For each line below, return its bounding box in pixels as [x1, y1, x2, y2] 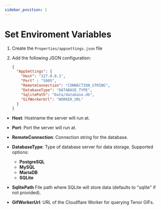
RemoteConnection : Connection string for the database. [11, 134, 128, 140]
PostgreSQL [19, 159, 45, 165]
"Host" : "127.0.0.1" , [21, 74, 66, 79]
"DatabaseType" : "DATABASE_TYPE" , [21, 88, 92, 93]
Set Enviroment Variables [4, 28, 112, 40]
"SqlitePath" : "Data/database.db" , [21, 92, 95, 97]
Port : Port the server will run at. [11, 125, 77, 131]
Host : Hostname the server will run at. [11, 115, 90, 121]
